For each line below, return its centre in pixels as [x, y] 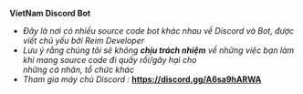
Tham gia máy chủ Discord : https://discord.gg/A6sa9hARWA [142, 79]
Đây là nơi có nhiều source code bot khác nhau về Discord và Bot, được [158, 31]
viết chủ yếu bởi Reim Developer [84, 41]
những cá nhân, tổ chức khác [78, 69]
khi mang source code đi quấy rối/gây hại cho [110, 60]
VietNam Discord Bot [50, 13]
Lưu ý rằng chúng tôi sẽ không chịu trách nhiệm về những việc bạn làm [158, 50]
